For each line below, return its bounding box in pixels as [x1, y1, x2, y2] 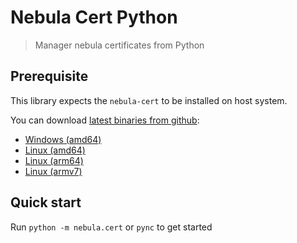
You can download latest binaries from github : [10, 114, 200, 126]
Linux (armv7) [24, 165, 83, 177]
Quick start [10, 194, 82, 211]
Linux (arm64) [24, 154, 84, 166]
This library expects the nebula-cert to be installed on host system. [10, 94, 288, 106]
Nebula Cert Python [10, 6, 178, 29]
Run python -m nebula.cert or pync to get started [10, 221, 213, 233]
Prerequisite [10, 68, 89, 85]
